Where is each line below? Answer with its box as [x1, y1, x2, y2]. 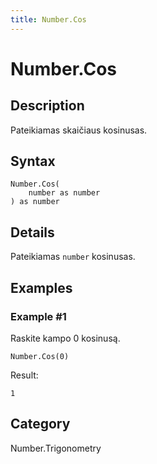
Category [10, 416, 71, 433]
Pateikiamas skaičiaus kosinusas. [10, 124, 148, 136]
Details [10, 224, 55, 241]
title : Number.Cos [10, 14, 87, 25]
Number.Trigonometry [10, 442, 102, 454]
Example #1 [10, 309, 67, 323]
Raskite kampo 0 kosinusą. [10, 332, 121, 344]
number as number [28, 188, 101, 198]
